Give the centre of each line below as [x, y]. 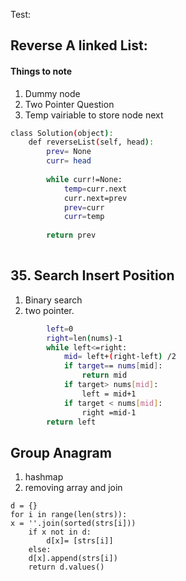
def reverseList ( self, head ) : [91, 142]
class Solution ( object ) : [62, 133]
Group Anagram [61, 452]
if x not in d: [60, 532]
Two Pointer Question [69, 104]
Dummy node [52, 93]
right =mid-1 [109, 412]
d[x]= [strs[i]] [80, 541]
